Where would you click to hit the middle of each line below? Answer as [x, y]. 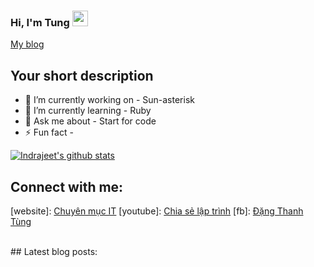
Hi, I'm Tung [40, 22]
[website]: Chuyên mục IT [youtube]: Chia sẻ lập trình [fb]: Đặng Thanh [157, 211]
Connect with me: [67, 186]
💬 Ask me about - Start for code [90, 121]
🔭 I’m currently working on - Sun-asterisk [109, 100]
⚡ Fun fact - [49, 132]
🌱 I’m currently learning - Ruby [88, 111]
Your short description [82, 75]
